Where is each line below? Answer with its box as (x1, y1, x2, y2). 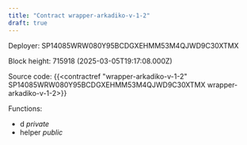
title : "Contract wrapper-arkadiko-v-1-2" (8, 11, 150, 20)
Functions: (8, 104, 43, 113)
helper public (19, 128, 63, 137)
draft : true (8, 19, 47, 27)
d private (19, 119, 50, 128)
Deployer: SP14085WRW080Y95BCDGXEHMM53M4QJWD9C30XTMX (8, 40, 239, 50)
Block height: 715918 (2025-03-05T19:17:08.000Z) (8, 56, 173, 66)
